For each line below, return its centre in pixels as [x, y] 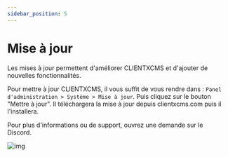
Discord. [19, 132]
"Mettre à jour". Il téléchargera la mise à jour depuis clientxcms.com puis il [114, 104]
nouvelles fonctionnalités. [44, 75]
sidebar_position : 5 [38, 14]
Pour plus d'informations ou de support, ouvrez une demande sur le [105, 125]
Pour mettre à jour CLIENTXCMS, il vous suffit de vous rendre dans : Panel [115, 89]
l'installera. [23, 111]
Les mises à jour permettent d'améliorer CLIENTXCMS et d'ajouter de [108, 68]
